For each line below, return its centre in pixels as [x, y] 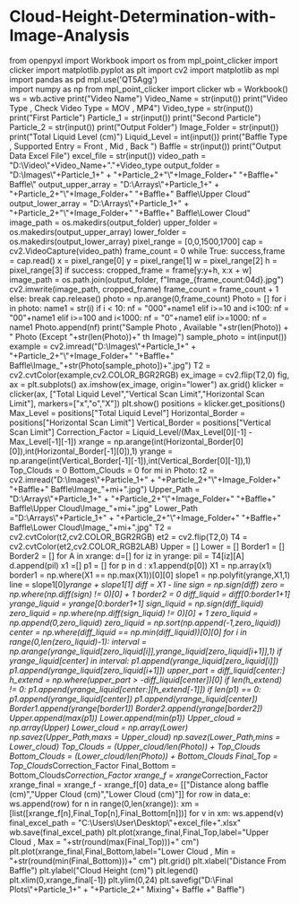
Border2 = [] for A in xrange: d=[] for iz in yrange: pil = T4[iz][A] [127, 556]
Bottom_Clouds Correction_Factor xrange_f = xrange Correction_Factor [139, 775]
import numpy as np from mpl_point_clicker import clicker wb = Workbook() [149, 89]
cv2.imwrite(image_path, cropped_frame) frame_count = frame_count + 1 [144, 289]
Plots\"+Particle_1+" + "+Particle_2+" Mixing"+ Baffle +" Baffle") [127, 889]
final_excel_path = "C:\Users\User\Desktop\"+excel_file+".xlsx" [125, 822]
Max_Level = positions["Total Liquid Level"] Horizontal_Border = [128, 413]
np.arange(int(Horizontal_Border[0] [179, 441]
